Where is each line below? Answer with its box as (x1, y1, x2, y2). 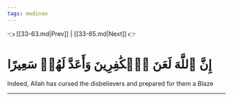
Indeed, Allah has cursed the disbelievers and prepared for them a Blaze (7, 79, 214, 87)
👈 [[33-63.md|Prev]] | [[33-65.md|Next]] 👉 (7, 29, 137, 38)
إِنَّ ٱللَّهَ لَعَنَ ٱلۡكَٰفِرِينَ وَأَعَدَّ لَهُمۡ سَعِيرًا (7, 56, 212, 72)
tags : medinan (7, 10, 49, 17)
